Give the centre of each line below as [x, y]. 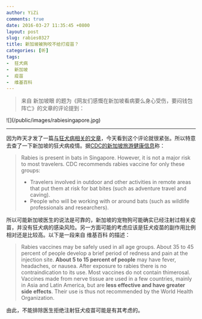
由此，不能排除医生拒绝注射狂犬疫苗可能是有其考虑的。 [75, 310]
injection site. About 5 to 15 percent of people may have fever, [98, 260]
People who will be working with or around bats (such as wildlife [109, 201]
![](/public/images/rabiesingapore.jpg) [54, 121]
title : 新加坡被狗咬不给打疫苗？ [43, 44]
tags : [13, 57]
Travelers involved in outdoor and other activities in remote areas [110, 182]
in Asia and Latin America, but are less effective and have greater [103, 285]
